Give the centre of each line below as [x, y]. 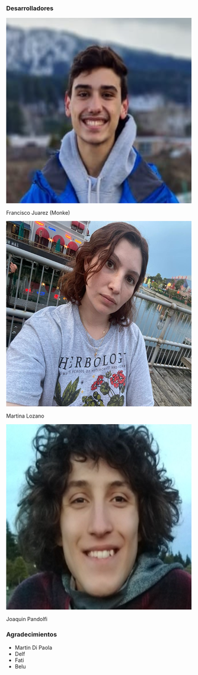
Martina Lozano [25, 416]
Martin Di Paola [33, 647]
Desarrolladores [30, 8]
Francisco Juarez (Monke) [38, 213]
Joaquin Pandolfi [27, 619]
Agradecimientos [32, 635]
